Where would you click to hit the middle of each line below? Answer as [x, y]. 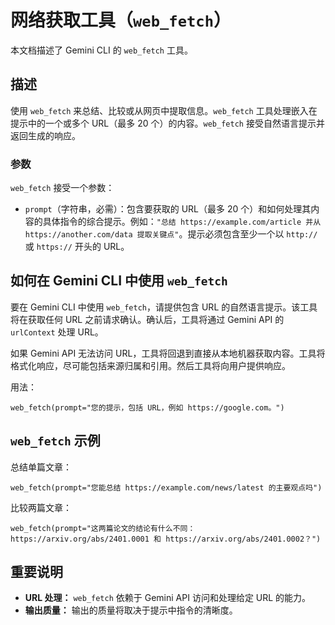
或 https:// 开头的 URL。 [77, 247]
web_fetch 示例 [55, 441]
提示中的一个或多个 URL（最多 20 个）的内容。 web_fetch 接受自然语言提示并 [167, 123]
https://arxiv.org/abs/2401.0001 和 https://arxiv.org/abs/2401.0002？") [166, 539]
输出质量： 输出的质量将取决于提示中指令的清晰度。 [131, 610]
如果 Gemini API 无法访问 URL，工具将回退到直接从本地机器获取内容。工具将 [168, 353]
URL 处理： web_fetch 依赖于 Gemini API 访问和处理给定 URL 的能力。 [168, 598]
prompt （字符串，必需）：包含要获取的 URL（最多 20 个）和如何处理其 [168, 209]
